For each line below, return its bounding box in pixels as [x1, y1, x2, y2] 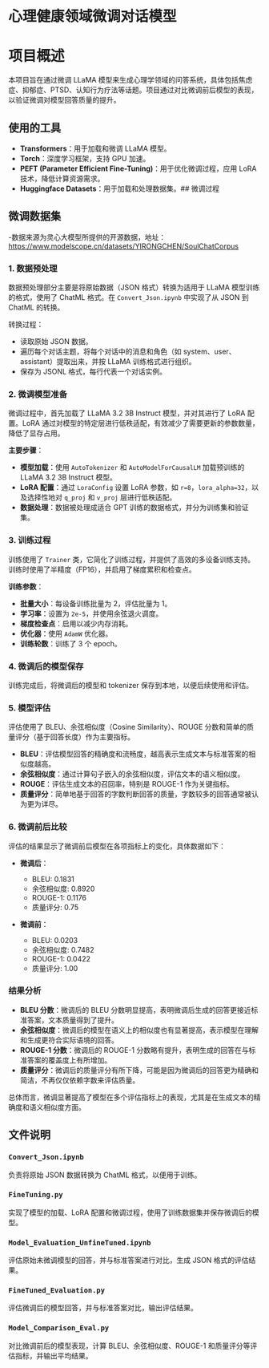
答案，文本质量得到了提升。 [26, 1015, 118, 1025]
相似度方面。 [42, 1102, 86, 1111]
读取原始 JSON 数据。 [19, 337, 93, 346]
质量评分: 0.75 [31, 902, 78, 912]
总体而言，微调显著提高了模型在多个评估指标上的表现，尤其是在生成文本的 [8, 1092, 254, 1102]
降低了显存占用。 [8, 428, 65, 438]
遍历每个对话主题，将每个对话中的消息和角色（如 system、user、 [19, 346, 236, 357]
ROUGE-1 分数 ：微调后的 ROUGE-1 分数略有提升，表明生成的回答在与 [19, 1045, 249, 1054]
